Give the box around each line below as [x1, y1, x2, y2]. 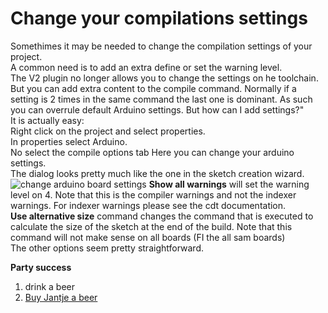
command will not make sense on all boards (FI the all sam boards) [10, 231, 286, 243]
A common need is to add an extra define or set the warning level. [10, 61, 283, 73]
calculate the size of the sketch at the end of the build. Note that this [10, 220, 293, 232]
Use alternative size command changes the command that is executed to [10, 210, 314, 222]
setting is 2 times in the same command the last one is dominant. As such [10, 93, 313, 105]
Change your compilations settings [10, 7, 308, 30]
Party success [10, 261, 72, 273]
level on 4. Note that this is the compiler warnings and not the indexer [10, 188, 297, 201]
